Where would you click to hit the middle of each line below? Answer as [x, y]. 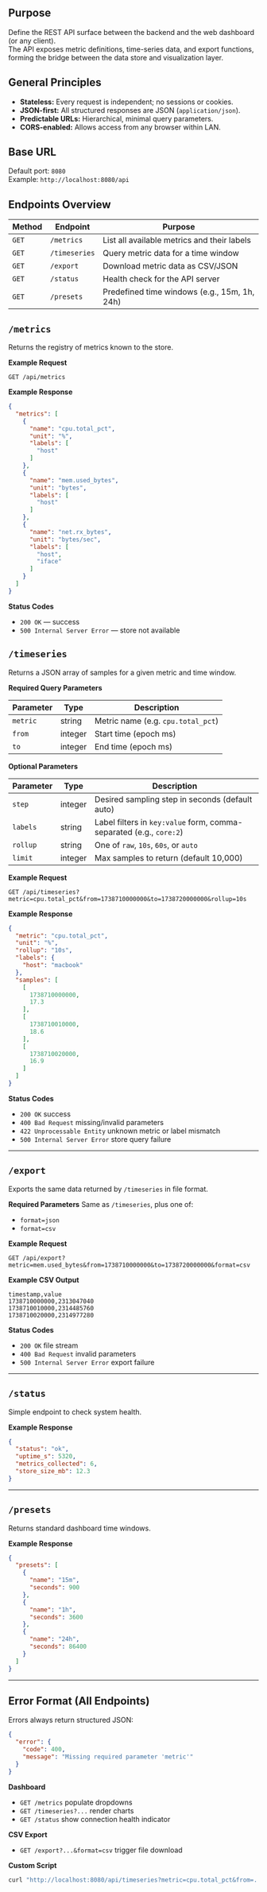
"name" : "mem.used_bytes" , [74, 480]
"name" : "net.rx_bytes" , [70, 532]
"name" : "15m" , [54, 1581]
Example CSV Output [44, 1279]
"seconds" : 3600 [56, 1617]
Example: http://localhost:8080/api [69, 180]
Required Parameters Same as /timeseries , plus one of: [101, 1204]
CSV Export [28, 1834]
